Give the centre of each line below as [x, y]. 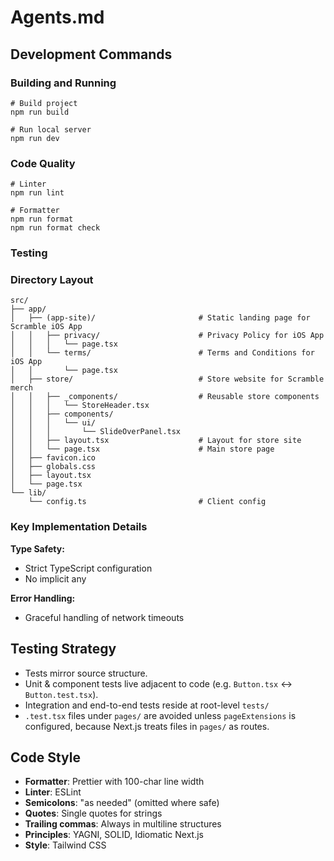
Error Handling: [43, 598]
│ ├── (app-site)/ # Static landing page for [160, 318]
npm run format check [55, 228]
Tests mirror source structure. [86, 673]
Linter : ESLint [53, 792]
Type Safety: [37, 548]
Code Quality [43, 163]
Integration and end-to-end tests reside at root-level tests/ [147, 705]
